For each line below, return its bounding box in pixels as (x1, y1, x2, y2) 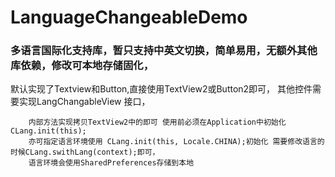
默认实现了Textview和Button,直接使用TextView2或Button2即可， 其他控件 (10, 83, 313, 95)
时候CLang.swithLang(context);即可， (10, 147, 160, 158)
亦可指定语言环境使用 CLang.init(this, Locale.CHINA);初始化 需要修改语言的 (28, 137, 325, 147)
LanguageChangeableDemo (10, 6, 248, 29)
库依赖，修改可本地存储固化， (10, 59, 155, 73)
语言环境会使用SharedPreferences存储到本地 (28, 158, 195, 168)
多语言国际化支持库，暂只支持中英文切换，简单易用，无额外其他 (10, 44, 318, 58)
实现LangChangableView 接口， (18, 96, 151, 108)
